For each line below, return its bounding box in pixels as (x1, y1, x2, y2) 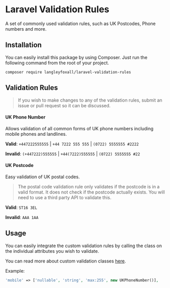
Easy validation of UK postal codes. (5, 174, 80, 180)
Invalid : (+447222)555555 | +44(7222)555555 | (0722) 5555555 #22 (5, 151, 140, 157)
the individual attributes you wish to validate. (5, 248, 100, 254)
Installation (5, 41, 42, 50)
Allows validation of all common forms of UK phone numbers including (5, 125, 154, 131)
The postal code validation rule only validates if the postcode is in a (17, 183, 160, 189)
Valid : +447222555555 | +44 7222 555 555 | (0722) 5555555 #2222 (5, 140, 139, 147)
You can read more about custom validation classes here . (5, 258, 126, 264)
